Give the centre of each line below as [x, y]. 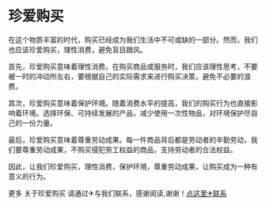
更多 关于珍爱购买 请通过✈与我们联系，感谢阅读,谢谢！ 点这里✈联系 [118, 193]
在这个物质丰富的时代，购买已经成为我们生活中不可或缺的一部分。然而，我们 [133, 40]
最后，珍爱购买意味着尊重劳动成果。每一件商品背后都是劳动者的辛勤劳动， [129, 139]
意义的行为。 [29, 176]
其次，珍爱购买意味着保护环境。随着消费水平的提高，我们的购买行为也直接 [129, 103]
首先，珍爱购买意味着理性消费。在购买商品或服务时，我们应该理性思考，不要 [133, 66]
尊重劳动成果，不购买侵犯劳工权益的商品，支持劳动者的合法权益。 [129, 149]
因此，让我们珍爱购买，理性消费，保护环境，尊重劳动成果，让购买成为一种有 [133, 166]
